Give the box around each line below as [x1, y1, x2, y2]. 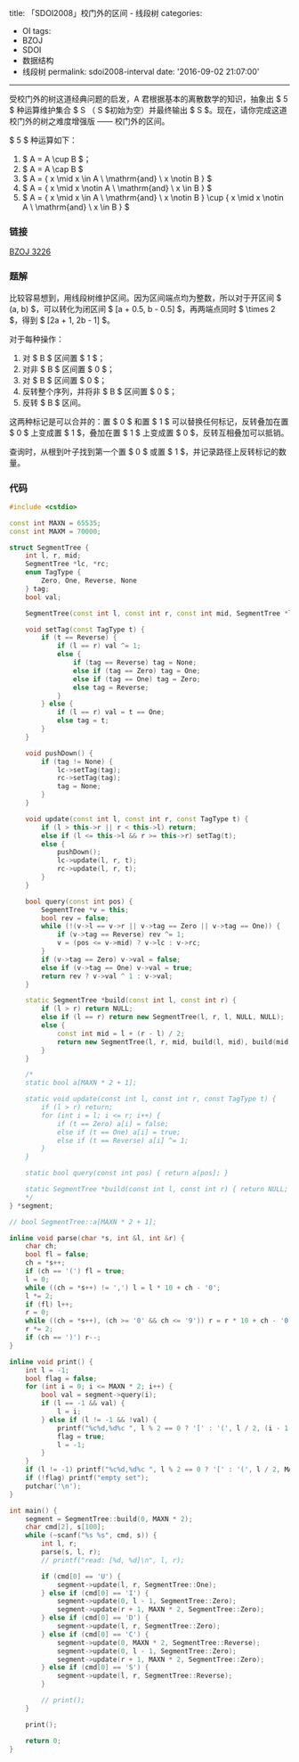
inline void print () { [9, 1357, 93, 1366]
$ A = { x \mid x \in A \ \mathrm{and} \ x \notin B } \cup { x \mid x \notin [21, 193, 284, 202]
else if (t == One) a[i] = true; [56, 1127, 181, 1137]
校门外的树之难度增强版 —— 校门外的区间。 [9, 116, 170, 127]
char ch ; [25, 1242, 58, 1251]
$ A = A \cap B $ [21, 164, 84, 174]
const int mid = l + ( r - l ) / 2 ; [56, 1029, 185, 1038]
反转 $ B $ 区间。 [21, 397, 86, 408]
